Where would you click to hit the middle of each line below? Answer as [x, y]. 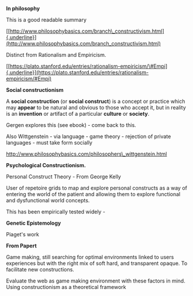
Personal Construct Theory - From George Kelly [63, 177]
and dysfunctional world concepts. [48, 200]
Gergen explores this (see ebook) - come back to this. [71, 125]
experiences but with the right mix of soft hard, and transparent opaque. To [97, 263]
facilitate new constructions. [40, 269]
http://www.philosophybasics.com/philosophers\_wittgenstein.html [87, 154]
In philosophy [23, 8]
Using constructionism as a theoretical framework [66, 287]
